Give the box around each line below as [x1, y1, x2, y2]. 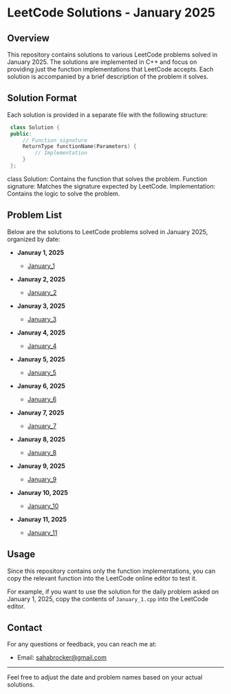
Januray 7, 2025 [16, 408, 65, 417]
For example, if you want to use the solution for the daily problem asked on [7, 587, 219, 596]
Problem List [7, 209, 63, 221]
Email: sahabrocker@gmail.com [16, 653, 107, 662]
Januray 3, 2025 [16, 302, 65, 310]
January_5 [27, 368, 57, 377]
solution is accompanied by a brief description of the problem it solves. [7, 72, 208, 81]
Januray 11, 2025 [16, 515, 67, 523]
